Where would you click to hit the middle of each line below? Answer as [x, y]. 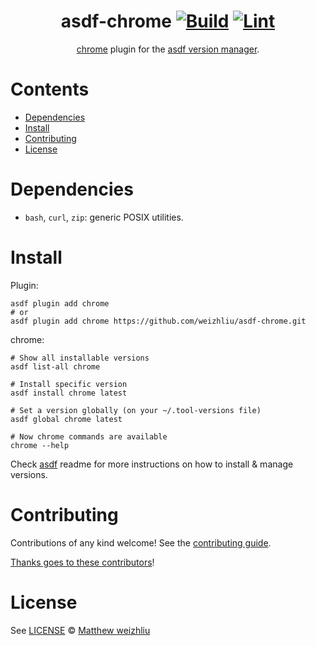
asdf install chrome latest [69, 393]
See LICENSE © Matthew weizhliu [80, 630]
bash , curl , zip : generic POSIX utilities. [104, 217]
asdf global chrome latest [66, 419]
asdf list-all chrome [55, 366]
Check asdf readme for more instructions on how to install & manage [152, 464]
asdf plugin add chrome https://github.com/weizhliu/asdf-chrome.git [158, 321]
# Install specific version [69, 384]
